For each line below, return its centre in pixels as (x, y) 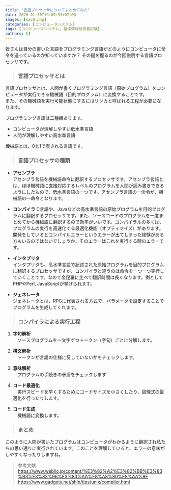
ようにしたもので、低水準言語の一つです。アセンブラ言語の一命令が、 (86, 192)
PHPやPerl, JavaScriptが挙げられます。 (54, 283)
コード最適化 (26, 385)
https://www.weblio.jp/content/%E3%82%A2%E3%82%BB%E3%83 (90, 471)
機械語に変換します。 (39, 415)
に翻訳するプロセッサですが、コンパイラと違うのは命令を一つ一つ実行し (88, 271)
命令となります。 (48, 198)
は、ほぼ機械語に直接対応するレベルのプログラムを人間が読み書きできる (88, 185)
